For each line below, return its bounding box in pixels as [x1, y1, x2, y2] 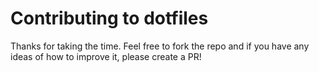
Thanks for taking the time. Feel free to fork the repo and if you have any [10, 40, 310, 52]
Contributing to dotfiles [10, 7, 209, 30]
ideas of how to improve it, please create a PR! [10, 50, 202, 62]
